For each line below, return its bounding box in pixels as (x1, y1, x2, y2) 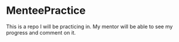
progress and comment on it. (6, 29, 76, 36)
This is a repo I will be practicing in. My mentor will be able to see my (6, 23, 173, 30)
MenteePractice (6, 4, 86, 17)
